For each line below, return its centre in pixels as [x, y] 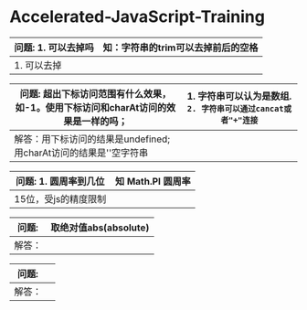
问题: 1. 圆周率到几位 [60, 181]
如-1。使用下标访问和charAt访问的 [91, 107]
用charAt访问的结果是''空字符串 [81, 153]
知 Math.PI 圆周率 [153, 181]
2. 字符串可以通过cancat [235, 108]
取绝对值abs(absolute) [100, 228]
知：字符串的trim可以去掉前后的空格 [180, 48]
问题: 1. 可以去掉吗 [54, 48]
